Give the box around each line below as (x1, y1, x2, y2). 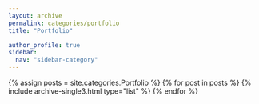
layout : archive (8, 11, 62, 20)
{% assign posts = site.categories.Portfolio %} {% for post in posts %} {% (8, 78, 252, 87)
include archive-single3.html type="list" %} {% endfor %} (8, 86, 198, 96)
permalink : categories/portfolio (8, 19, 120, 27)
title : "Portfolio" (8, 26, 74, 34)
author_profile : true (8, 41, 81, 49)
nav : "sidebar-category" (15, 56, 98, 64)
